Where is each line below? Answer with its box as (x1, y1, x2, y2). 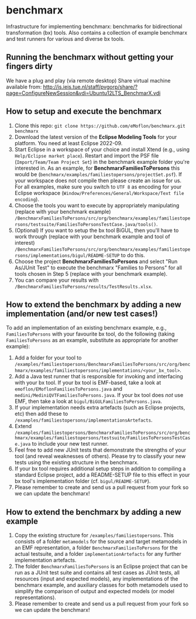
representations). (14, 594, 57, 601)
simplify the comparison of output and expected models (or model (14, 588, 174, 595)
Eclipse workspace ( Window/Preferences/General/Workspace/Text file (14, 189, 184, 196)
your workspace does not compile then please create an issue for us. (14, 177, 182, 184)
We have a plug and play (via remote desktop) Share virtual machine (6, 77, 171, 84)
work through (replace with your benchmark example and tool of (14, 232, 171, 240)
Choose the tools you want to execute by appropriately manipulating (14, 201, 180, 208)
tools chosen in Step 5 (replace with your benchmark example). (14, 270, 168, 277)
